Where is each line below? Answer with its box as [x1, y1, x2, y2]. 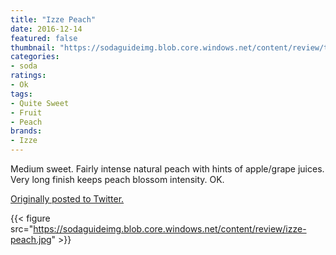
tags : [10, 89, 33, 99]
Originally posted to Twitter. [10, 193, 125, 205]
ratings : [10, 71, 47, 81]
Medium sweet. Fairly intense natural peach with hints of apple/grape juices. [10, 163, 325, 175]
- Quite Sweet [10, 98, 70, 108]
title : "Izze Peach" [10, 14, 97, 25]
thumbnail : [10, 42, 56, 53]
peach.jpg [10, 234, 52, 245]
